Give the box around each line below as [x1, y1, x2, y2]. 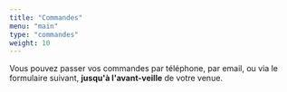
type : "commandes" [9, 30, 79, 39]
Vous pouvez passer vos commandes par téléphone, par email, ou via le [9, 63, 279, 74]
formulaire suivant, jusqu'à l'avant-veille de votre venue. [9, 73, 224, 84]
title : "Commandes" [9, 13, 83, 23]
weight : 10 [9, 38, 51, 48]
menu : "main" [9, 22, 59, 31]
